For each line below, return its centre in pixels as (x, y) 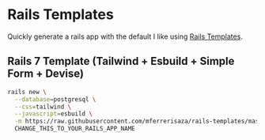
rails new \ (27, 92)
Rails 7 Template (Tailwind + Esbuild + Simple (121, 61)
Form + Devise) (46, 74)
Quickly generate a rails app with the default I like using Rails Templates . (125, 36)
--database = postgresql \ (55, 99)
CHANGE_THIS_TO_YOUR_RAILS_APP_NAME (75, 129)
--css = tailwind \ (43, 107)
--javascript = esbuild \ (53, 114)
